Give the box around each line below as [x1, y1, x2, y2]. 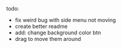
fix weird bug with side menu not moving [14, 17, 116, 23]
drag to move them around [14, 36, 81, 42]
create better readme [14, 23, 68, 30]
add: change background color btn [14, 29, 101, 36]
